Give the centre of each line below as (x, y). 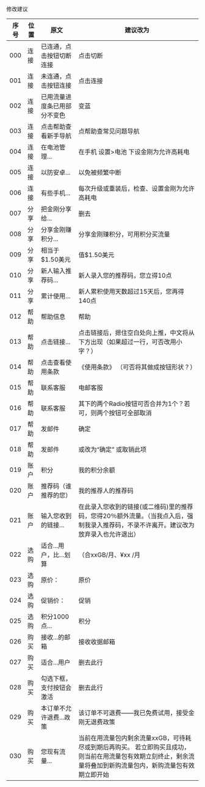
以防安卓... (56, 172)
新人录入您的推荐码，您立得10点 (125, 275)
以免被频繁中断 (100, 172)
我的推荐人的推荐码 (106, 491)
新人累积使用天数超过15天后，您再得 (131, 292)
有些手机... (56, 193)
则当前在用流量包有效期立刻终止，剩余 (133, 756)
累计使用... (56, 296)
